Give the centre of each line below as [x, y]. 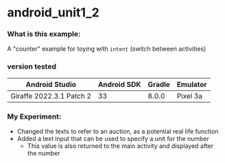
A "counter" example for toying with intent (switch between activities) [107, 49]
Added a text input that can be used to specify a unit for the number [113, 139]
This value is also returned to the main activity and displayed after [120, 146]
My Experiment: [34, 116]
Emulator [192, 84]
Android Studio [51, 84]
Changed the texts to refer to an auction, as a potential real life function [118, 131]
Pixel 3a [189, 96]
